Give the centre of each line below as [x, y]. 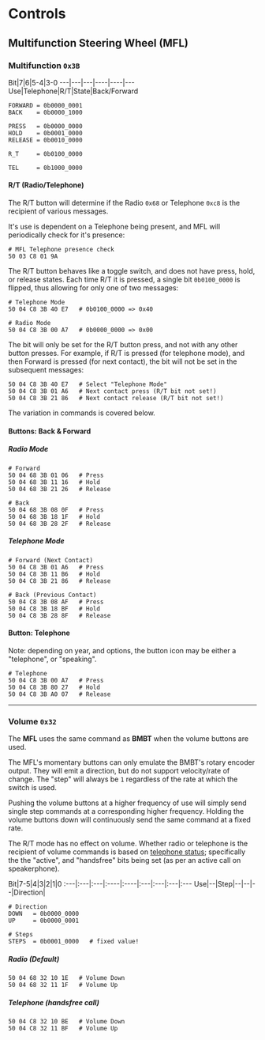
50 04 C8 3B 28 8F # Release [60, 615]
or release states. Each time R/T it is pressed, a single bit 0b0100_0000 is [124, 280]
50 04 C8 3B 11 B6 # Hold [54, 574]
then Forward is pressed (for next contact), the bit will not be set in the [123, 361]
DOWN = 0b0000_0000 [44, 914]
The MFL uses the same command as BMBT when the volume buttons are [129, 739]
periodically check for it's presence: [67, 235]
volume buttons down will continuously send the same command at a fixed [129, 820]
